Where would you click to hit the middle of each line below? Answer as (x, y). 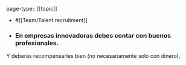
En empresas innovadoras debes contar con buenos (93, 35)
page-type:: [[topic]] (32, 9)
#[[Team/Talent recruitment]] (51, 20)
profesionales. (37, 43)
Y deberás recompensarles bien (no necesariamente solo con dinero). (93, 56)
